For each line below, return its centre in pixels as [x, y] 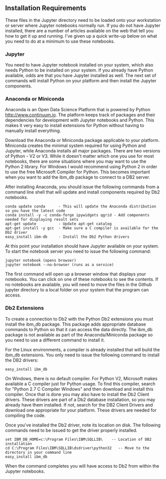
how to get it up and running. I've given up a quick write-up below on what [81, 36]
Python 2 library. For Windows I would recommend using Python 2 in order [81, 167]
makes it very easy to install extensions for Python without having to [75, 126]
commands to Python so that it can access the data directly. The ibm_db [79, 329]
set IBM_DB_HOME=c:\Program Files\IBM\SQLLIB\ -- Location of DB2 [79, 439]
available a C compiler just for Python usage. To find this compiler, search [80, 384]
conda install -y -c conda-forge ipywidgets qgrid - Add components [77, 215]
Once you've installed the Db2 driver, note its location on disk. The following [83, 425]
